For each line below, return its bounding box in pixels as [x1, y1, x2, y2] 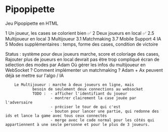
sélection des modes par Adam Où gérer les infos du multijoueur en [5, 62, 146, 68]
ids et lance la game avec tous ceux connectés [5, 113, 107, 118]
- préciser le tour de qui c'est [50, 104, 121, 109]
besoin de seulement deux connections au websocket [32, 86, 143, 92]
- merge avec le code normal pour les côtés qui [50, 117, 155, 122]
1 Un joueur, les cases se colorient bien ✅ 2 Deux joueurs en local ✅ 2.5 [5, 30, 155, 36]
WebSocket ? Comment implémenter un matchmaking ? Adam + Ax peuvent [5, 67, 163, 73]
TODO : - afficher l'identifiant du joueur [32, 91, 128, 96]
